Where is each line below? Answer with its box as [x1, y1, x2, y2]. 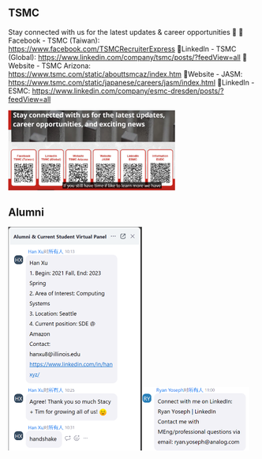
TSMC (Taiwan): [47, 36, 100, 45]
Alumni [8, 205, 45, 219]
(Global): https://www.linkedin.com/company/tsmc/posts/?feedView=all [8, 52, 241, 62]
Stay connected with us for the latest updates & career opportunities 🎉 [8, 27, 237, 36]
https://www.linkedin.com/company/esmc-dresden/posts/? [32, 86, 224, 96]
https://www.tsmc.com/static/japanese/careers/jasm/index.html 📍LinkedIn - [8, 77, 255, 87]
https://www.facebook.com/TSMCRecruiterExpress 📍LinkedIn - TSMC [8, 43, 237, 54]
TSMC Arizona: [41, 61, 91, 70]
